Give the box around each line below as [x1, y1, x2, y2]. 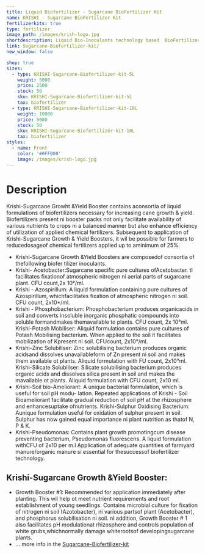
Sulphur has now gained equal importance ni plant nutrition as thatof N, [15, 416, 195, 423]
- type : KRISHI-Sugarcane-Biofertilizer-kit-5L [12, 71, 135, 77]
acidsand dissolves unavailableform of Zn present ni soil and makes [15, 351, 186, 358]
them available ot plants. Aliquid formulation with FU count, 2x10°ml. [15, 357, 187, 365]
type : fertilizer [6, 26, 51, 32]
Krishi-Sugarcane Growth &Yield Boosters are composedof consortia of [15, 253, 195, 261]
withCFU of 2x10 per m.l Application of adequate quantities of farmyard [15, 442, 195, 449]
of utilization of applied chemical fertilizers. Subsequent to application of [6, 228, 189, 236]
